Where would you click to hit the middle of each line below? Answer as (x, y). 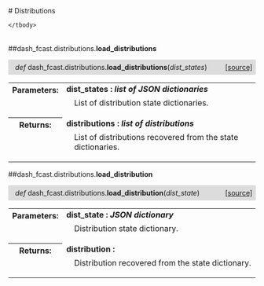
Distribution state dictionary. (126, 228)
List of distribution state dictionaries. (141, 103)
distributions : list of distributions (130, 123)
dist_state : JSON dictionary (120, 215)
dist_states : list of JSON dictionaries (137, 89)
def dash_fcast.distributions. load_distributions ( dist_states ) (111, 67)
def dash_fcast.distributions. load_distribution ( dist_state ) (108, 193)
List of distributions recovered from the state (156, 137)
